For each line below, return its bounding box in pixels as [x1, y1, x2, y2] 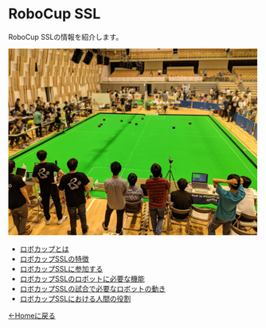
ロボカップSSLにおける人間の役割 [19, 294, 131, 303]
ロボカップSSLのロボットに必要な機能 [19, 274, 145, 283]
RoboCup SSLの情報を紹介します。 [8, 32, 123, 41]
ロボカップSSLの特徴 [19, 254, 89, 264]
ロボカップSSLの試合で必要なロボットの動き [19, 283, 166, 293]
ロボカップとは [19, 244, 69, 253]
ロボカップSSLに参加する [19, 264, 104, 273]
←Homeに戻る [8, 310, 56, 320]
